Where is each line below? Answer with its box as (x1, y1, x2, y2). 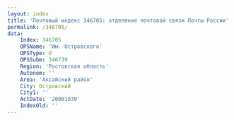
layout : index (7, 10, 49, 18)
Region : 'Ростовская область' (20, 63, 110, 70)
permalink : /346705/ (7, 23, 69, 30)
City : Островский (20, 83, 71, 90)
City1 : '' (20, 89, 49, 96)
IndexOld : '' (20, 102, 59, 109)
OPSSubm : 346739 (20, 56, 69, 64)
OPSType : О (20, 50, 52, 57)
